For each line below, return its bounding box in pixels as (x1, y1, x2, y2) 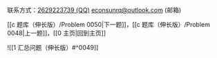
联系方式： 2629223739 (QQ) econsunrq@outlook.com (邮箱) (7, 6, 182, 14)
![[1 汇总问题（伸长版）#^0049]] (7, 44, 99, 51)
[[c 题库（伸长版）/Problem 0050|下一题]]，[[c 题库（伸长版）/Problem (7, 20, 211, 29)
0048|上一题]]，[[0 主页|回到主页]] (7, 29, 106, 37)
